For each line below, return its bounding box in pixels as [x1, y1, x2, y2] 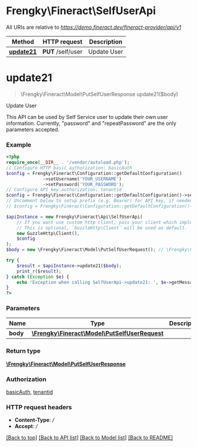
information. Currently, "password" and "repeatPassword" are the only [6, 120, 177, 127]
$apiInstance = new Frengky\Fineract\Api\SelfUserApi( [6, 214, 143, 220]
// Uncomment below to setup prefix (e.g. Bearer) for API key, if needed [6, 198, 193, 204]
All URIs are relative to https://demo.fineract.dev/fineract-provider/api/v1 [6, 24, 182, 31]
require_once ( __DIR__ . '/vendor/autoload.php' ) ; [6, 160, 130, 165]
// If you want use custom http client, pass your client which [16, 219, 177, 225]
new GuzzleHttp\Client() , [16, 230, 80, 236]
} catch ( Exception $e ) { [6, 274, 69, 280]
